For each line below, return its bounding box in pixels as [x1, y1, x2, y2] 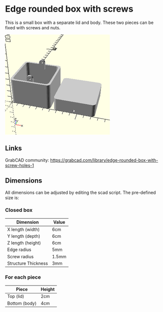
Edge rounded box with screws [5, 3, 134, 15]
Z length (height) [7, 240, 41, 246]
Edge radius [7, 247, 32, 252]
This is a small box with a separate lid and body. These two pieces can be [5, 20, 154, 25]
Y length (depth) [7, 233, 41, 239]
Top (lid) [7, 293, 24, 299]
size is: [5, 194, 20, 201]
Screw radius [7, 253, 34, 259]
